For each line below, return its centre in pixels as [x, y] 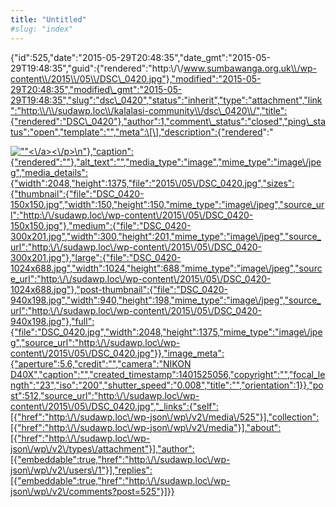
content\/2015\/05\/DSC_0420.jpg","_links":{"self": [115, 406]
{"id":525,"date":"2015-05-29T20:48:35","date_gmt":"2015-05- [141, 57]
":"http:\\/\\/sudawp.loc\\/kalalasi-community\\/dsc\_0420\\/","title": [149, 110]
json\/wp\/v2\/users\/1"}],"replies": [81, 470]
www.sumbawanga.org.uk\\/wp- [250, 68]
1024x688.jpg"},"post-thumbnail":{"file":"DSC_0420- [119, 289]
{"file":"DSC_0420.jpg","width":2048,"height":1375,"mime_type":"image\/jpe [166, 332]
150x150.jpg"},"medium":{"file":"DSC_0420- [101, 225]
